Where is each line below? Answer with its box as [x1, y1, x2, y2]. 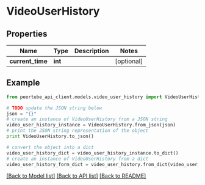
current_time [9, 57, 48, 65]
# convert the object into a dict [6, 144, 95, 150]
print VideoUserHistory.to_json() [6, 133, 95, 140]
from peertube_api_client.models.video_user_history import [6, 93, 163, 100]
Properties [6, 29, 48, 39]
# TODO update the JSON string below [6, 105, 103, 111]
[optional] [115, 57, 143, 65]
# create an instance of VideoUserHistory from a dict [6, 156, 149, 162]
